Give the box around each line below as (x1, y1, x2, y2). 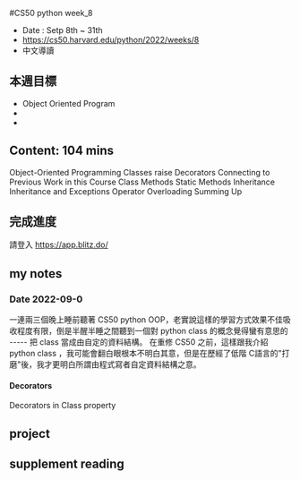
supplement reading (9, 457, 125, 472)
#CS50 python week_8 (9, 8, 93, 18)
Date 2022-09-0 (9, 293, 83, 305)
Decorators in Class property (9, 400, 116, 411)
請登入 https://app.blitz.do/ (9, 239, 109, 250)
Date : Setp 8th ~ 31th (21, 25, 103, 35)
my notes (9, 266, 63, 281)
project (9, 425, 51, 441)
